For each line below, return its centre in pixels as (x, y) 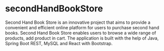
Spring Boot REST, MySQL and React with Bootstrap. (59, 43)
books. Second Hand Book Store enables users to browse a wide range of (81, 33)
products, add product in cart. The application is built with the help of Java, (82, 38)
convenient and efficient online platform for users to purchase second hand (82, 27)
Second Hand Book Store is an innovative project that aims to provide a (78, 22)
